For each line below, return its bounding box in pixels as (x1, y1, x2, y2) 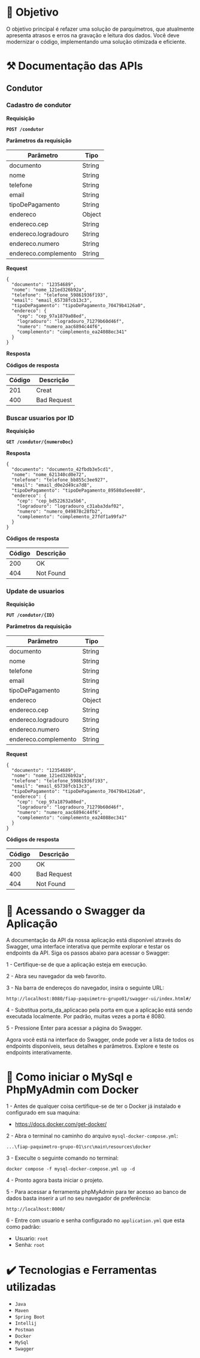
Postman (14, 1327, 34, 1333)
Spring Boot (14, 1314, 45, 1320)
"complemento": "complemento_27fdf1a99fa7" (17, 514, 128, 520)
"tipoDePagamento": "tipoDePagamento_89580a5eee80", (11, 488, 146, 494)
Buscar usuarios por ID (6, 414, 74, 422)
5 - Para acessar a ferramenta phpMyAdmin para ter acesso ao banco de (6, 1188, 187, 1196)
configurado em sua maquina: (6, 1109, 80, 1116)
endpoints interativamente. (6, 1049, 72, 1056)
